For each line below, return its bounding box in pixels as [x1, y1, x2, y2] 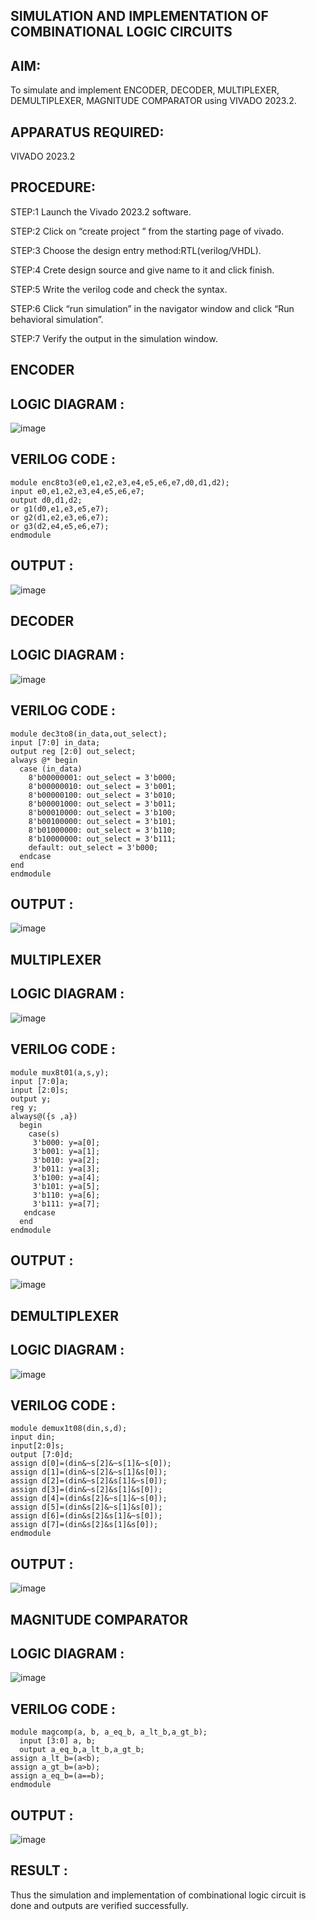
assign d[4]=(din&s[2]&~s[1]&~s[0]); [10, 1494, 168, 1504]
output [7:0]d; [10, 1450, 74, 1460]
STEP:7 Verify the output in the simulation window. [10, 332, 218, 344]
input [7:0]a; [10, 1076, 70, 1086]
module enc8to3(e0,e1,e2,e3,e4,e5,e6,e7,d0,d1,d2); [10, 477, 230, 488]
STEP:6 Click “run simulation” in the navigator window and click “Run [10, 302, 295, 314]
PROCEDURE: [10, 179, 96, 196]
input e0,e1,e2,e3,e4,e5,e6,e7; [10, 486, 145, 496]
